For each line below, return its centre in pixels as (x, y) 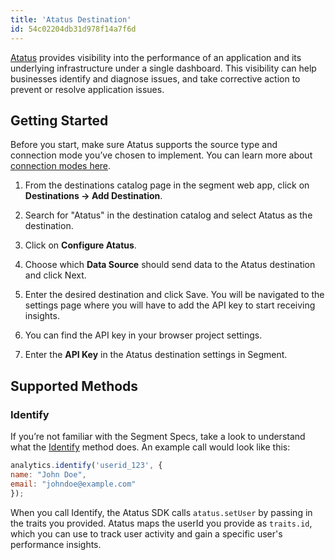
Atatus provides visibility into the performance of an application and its (156, 57)
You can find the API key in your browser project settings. (143, 335)
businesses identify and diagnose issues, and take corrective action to (155, 78)
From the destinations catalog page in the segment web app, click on (167, 185)
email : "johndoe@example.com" (73, 484)
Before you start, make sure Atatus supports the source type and (144, 145)
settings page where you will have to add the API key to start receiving (170, 305)
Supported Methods (74, 386)
